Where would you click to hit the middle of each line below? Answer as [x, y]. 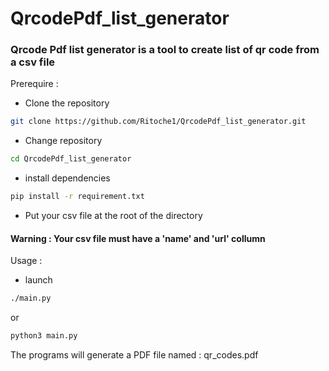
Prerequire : [34, 84]
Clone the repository [67, 103]
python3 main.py [44, 336]
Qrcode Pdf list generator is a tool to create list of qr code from [165, 50]
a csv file [33, 62]
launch [38, 280]
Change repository [63, 141]
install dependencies [67, 178]
